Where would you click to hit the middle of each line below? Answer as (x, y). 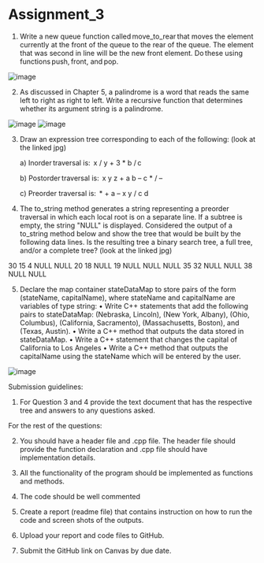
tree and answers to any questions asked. (87, 410)
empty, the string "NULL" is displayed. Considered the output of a (126, 225)
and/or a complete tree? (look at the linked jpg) (96, 250)
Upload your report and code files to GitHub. (92, 535)
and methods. (42, 481)
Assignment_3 (56, 15)
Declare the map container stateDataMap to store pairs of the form (128, 289)
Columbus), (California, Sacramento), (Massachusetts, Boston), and (129, 322)
